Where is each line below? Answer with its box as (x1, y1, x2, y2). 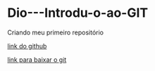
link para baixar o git (7, 55, 67, 64)
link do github (7, 41, 47, 50)
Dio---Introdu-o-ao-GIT (7, 5, 149, 21)
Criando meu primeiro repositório (7, 28, 104, 37)
